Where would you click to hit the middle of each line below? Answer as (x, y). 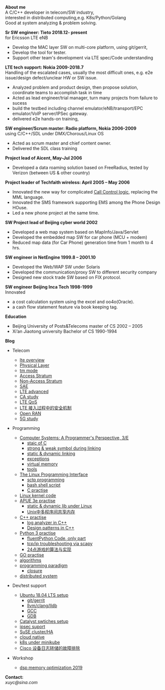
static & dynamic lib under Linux (59, 506)
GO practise (32, 555)
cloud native (32, 637)
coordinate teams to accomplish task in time (57, 93)
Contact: (14, 677)
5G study (29, 419)
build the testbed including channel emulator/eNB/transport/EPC (78, 108)
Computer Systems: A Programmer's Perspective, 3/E (74, 438)
